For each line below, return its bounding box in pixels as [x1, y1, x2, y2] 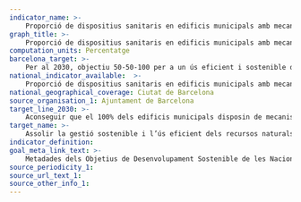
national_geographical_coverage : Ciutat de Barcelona [9, 88, 215, 97]
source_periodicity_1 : [9, 163, 94, 172]
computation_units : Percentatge [9, 46, 130, 55]
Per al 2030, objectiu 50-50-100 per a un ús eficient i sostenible [25, 63, 287, 72]
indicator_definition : [9, 138, 94, 147]
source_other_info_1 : [9, 180, 90, 189]
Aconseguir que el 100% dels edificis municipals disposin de [25, 113, 262, 122]
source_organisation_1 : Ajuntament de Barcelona [9, 96, 194, 105]
